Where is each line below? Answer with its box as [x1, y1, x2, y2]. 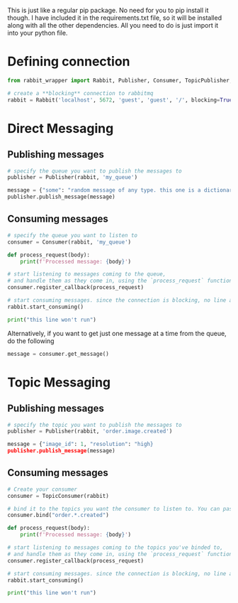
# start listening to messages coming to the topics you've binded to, [7, 544, 223, 551]
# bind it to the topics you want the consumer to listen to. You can [7, 505, 220, 512]
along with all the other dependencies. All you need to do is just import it [7, 21, 219, 29]
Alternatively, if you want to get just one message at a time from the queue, [7, 329, 227, 337]
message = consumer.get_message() [7, 350, 110, 357]
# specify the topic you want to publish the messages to [7, 421, 182, 428]
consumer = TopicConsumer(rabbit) [7, 492, 110, 499]
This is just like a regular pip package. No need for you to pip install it [7, 6, 209, 14]
